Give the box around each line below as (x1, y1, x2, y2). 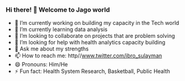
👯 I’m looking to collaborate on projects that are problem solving (14, 32, 175, 40)
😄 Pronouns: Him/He (14, 61, 68, 68)
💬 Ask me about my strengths (14, 45, 89, 52)
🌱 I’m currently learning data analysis (14, 26, 108, 33)
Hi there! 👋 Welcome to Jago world (5, 5, 110, 14)
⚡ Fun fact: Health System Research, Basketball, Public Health (14, 68, 170, 75)
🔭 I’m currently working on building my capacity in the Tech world (14, 19, 180, 27)
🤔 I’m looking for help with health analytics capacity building (14, 39, 166, 46)
